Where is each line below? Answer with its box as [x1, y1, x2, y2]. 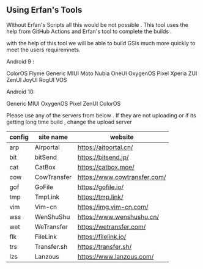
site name [39, 133, 68, 141]
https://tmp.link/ [77, 193, 124, 201]
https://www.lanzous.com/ [77, 252, 154, 260]
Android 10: [6, 88, 35, 95]
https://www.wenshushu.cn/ [77, 212, 160, 221]
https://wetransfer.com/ [77, 223, 146, 231]
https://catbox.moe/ [77, 163, 135, 171]
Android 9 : [6, 57, 35, 65]
